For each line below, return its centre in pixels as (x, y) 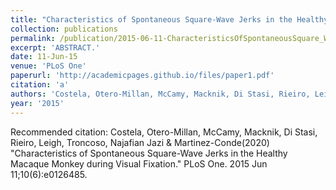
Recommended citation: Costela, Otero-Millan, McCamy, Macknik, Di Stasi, (164, 132)
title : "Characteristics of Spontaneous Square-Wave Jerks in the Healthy (169, 19)
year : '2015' (37, 103)
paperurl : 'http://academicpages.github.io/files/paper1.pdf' (142, 76)
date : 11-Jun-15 (44, 57)
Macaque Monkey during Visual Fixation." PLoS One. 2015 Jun (139, 163)
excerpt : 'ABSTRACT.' (55, 47)
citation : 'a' (40, 85)
